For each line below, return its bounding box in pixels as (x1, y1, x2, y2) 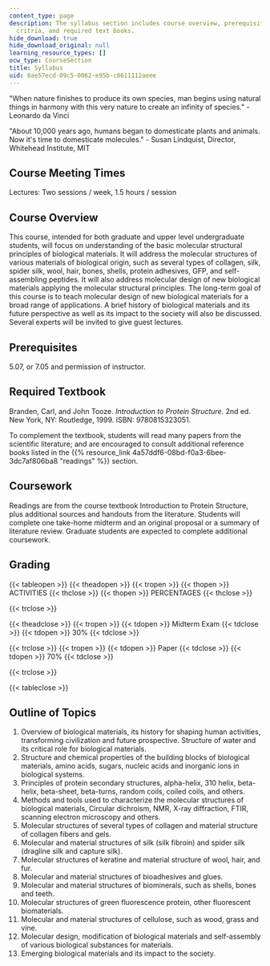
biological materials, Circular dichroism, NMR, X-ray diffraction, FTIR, (20, 804, 249, 814)
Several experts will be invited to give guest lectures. (9, 318, 183, 327)
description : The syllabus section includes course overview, (9, 19, 221, 27)
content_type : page (9, 11, 75, 20)
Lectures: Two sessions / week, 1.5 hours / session (9, 188, 177, 197)
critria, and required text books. (16, 26, 135, 34)
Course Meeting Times (9, 166, 126, 181)
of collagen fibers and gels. (20, 830, 111, 839)
